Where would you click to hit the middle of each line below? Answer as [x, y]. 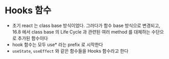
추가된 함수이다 [33, 38]
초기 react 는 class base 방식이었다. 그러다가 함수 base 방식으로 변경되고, [86, 25]
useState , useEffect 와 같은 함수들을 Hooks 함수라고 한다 [70, 51]
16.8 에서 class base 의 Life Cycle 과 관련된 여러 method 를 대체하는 [81, 32]
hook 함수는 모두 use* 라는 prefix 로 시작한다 [57, 44]
